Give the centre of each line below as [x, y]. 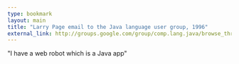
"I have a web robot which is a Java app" [67, 53]
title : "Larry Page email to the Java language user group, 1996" [108, 27]
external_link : [30, 33]
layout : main [27, 20]
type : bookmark [30, 14]
